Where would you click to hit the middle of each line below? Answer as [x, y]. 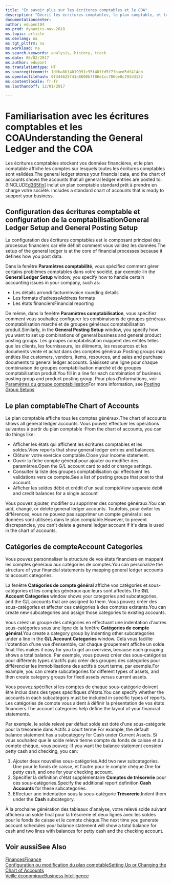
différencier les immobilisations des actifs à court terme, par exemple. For [82, 666]
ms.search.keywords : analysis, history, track [56, 53]
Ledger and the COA [49, 149]
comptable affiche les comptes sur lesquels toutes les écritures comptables [85, 168]
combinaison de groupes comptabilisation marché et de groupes [73, 368]
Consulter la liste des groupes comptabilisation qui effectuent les [81, 471]
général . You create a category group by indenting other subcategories [80, 633]
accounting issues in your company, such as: [53, 283]
